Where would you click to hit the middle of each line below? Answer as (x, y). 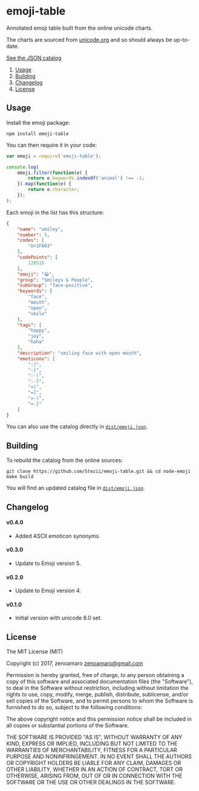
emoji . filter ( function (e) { (52, 173)
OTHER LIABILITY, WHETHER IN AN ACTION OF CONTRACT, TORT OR (94, 769)
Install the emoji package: (38, 122)
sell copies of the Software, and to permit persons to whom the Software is (100, 701)
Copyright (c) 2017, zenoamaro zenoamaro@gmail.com (75, 663)
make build (20, 477)
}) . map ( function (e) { (44, 184)
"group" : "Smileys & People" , (55, 280)
